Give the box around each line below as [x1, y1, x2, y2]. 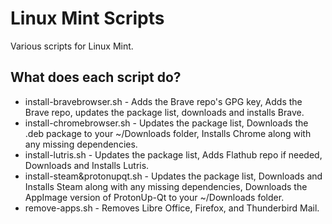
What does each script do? [10, 69, 182, 86]
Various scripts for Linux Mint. [10, 40, 134, 52]
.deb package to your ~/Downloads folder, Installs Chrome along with [24, 127, 312, 139]
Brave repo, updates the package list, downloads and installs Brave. [24, 106, 305, 118]
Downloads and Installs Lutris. [24, 159, 150, 171]
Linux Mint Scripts [10, 7, 165, 30]
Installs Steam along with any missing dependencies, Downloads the [24, 180, 308, 192]
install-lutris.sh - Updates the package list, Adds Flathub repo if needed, [24, 148, 323, 161]
